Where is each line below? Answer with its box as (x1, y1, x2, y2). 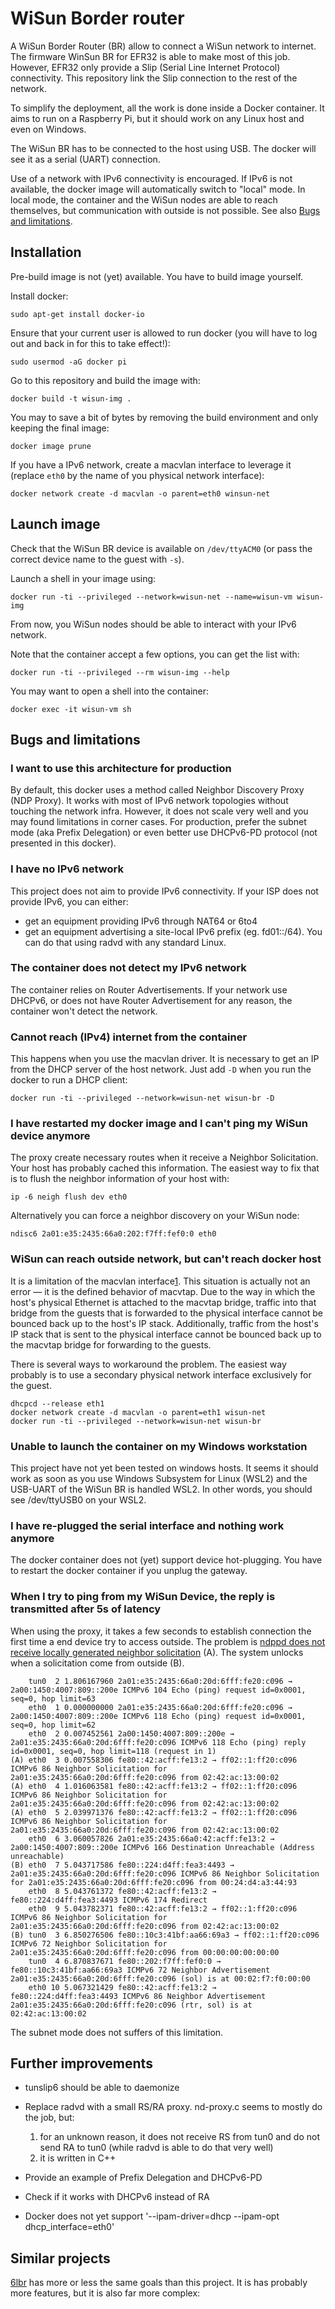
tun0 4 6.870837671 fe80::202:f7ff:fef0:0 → (28, 1956, 222, 1966)
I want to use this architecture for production (10, 761, 232, 775)
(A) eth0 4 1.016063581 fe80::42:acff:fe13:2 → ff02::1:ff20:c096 (10, 1781, 298, 1791)
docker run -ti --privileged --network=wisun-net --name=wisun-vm (10, 592, 293, 602)
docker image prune (10, 441, 92, 451)
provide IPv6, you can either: (10, 895, 129, 907)
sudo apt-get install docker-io (10, 309, 145, 319)
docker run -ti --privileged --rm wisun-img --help (10, 667, 230, 677)
